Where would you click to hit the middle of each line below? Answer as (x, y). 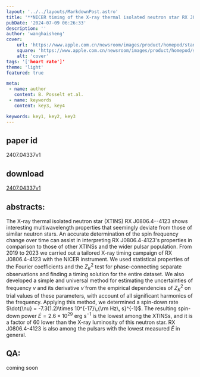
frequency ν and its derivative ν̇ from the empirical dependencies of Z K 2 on (99, 288)
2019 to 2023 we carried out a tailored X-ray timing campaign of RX (89, 253)
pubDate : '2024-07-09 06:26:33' (46, 23)
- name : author (27, 89)
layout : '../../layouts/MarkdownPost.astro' (62, 12)
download (25, 174)
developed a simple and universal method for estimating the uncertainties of (100, 280)
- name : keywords (30, 100)
